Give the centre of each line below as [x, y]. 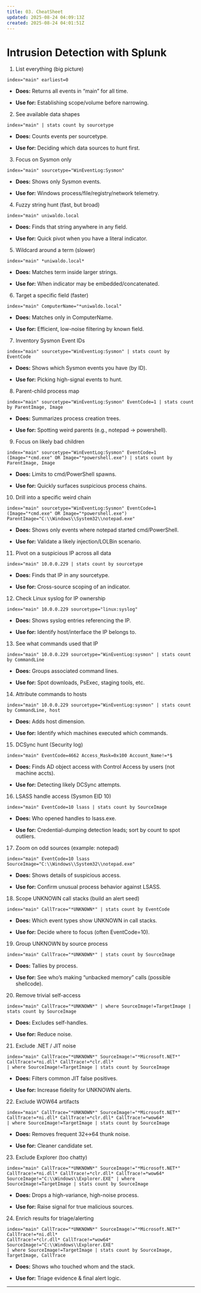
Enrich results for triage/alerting [55, 1218]
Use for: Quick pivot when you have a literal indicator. [81, 239]
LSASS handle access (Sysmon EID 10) [63, 796]
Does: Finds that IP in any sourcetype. [62, 575]
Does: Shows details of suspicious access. [68, 875]
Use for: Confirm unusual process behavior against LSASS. [88, 887]
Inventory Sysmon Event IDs [50, 341]
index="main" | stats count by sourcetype [60, 125]
